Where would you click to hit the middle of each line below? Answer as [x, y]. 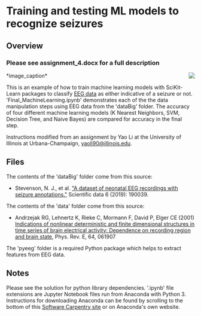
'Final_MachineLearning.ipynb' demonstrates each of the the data [87, 100]
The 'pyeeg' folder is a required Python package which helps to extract [94, 248]
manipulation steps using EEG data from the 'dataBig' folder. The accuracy [98, 106]
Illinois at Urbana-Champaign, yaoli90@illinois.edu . [69, 143]
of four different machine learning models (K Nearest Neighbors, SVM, [93, 112]
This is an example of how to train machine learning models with [86, 87]
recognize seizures [55, 24]
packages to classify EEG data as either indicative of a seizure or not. [107, 93]
